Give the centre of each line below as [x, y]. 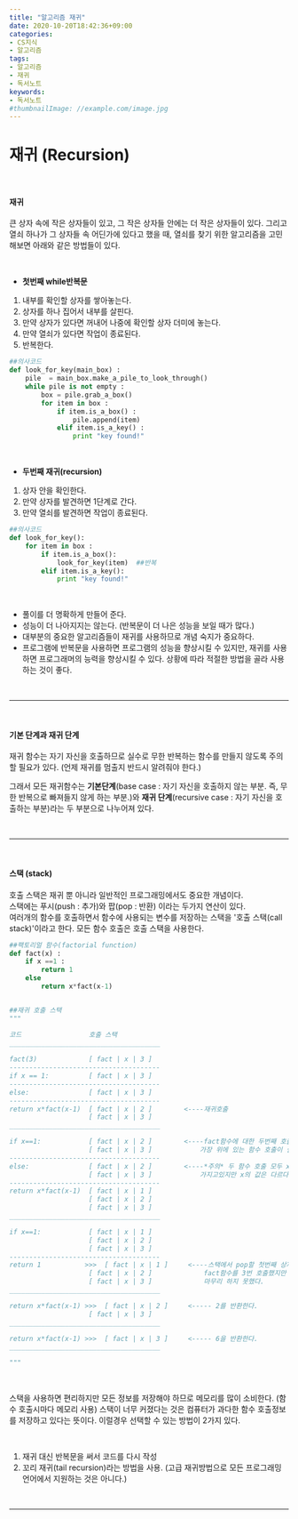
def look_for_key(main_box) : [65, 370]
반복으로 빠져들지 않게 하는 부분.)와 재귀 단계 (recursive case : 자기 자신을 [145, 798]
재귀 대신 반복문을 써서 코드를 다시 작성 [90, 1457]
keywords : [27, 92]
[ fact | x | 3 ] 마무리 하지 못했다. [176, 1282]
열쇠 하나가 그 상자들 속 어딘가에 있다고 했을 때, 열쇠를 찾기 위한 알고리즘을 [138, 234]
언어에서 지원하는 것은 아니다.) [74, 1479]
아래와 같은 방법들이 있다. [77, 245]
